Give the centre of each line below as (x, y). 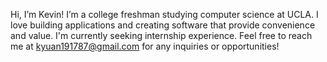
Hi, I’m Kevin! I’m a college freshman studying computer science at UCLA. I (164, 14)
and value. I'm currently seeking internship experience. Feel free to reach (161, 35)
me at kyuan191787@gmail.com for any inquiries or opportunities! (145, 46)
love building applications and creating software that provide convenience (163, 25)
